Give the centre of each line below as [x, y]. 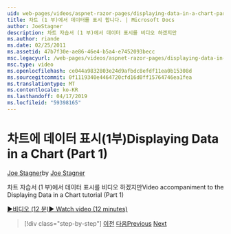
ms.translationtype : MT [41, 84]
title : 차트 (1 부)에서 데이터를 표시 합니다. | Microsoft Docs [91, 20]
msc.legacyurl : [29, 58]
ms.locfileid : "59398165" [44, 103]
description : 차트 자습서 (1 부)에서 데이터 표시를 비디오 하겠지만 [92, 33]
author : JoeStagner [35, 26]
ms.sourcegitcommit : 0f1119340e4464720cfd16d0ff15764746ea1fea [100, 77]
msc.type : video [30, 65]
